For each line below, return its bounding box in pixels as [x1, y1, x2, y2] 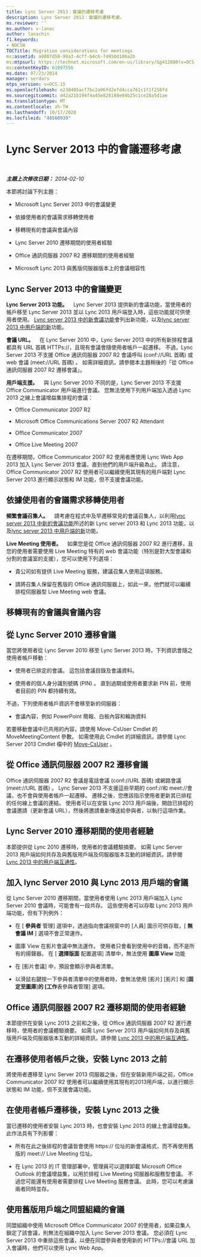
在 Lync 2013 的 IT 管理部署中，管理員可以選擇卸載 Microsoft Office [14, 1163, 182, 1170]
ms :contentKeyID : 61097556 [6, 64, 74, 71]
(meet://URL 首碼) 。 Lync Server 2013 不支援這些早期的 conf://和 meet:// [6, 784, 188, 792]
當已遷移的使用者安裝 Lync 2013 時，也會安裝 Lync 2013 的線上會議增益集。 [6, 1122, 194, 1129]
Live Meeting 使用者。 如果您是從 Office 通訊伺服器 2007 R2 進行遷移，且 [6, 540, 193, 547]
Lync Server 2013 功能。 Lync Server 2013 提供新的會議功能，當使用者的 [6, 301, 192, 308]
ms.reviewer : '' [6, 20, 47, 26]
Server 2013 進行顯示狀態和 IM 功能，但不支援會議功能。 [6, 476, 147, 483]
